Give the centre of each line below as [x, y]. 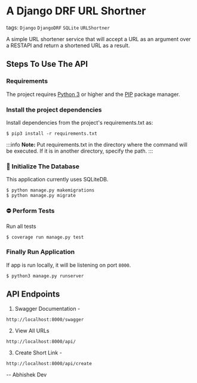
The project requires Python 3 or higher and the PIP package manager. [93, 94]
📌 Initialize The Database [43, 166]
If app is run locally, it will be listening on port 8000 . [69, 265]
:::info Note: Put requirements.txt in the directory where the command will [97, 144]
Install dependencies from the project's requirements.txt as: [80, 122]
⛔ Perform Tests [30, 211]
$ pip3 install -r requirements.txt [52, 133]
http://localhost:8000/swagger [45, 319]
